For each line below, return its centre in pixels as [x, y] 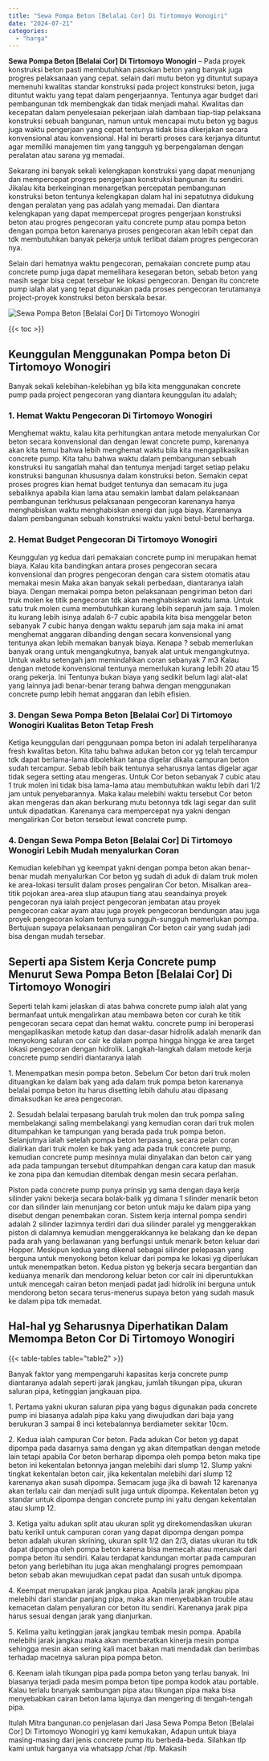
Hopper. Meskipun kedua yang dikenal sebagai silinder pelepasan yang [126, 1250]
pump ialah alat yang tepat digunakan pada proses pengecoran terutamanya [134, 289]
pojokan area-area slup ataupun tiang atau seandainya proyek [124, 894]
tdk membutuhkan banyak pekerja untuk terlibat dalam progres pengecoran [133, 239]
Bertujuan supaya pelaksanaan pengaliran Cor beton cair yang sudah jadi [129, 928]
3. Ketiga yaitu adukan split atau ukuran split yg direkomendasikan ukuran [130, 1523]
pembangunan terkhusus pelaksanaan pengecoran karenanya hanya [122, 502]
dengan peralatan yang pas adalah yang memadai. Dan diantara [114, 205]
